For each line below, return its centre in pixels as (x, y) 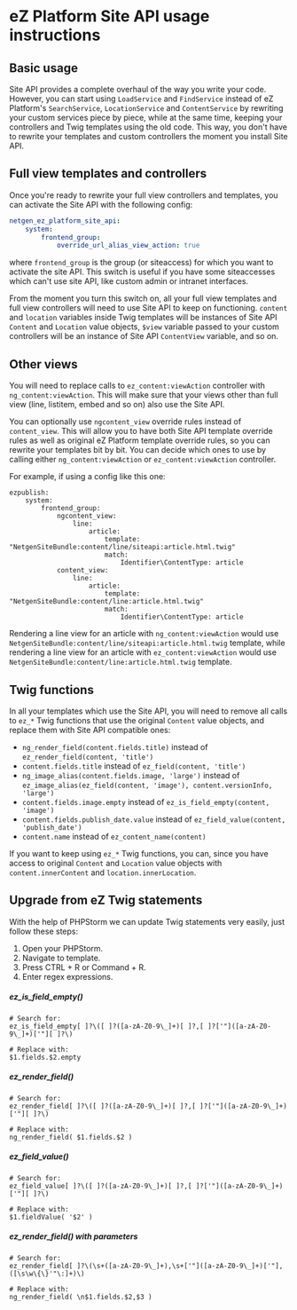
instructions (55, 35)
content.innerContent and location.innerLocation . (103, 872)
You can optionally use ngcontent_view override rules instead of (125, 422)
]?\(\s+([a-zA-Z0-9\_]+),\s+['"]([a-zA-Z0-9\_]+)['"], (180, 1266)
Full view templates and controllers (108, 174)
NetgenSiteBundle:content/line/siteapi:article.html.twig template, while (147, 643)
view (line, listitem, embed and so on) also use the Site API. (117, 405)
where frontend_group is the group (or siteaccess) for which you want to (141, 263)
